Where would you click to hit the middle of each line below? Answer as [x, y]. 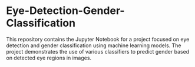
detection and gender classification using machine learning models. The [94, 45]
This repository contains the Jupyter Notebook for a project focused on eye [98, 39]
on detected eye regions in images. [49, 58]
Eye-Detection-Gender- [65, 11]
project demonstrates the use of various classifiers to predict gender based [98, 51]
